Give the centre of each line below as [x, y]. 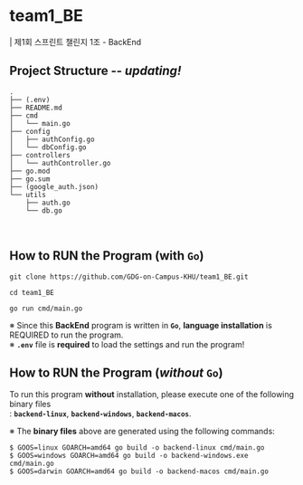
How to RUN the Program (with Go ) [107, 256]
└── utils [28, 195]
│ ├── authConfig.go [52, 139]
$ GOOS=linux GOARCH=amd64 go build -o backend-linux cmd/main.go [137, 448]
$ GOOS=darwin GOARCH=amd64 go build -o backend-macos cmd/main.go [139, 471]
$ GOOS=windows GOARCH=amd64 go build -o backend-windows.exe [129, 456]
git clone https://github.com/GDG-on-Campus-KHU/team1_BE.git [129, 277]
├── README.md [36, 108]
